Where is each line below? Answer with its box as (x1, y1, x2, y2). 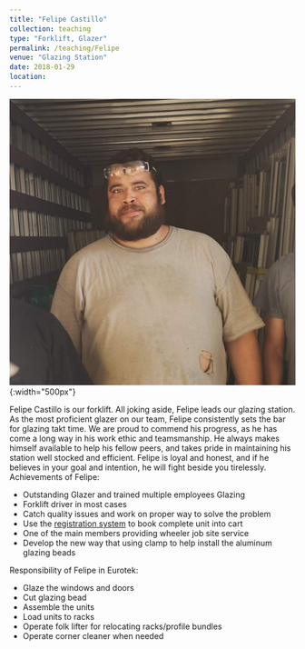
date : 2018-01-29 (9, 63, 75, 72)
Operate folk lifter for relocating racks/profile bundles (22, 621, 222, 632)
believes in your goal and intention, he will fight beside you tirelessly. (9, 462, 267, 473)
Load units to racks (22, 611, 95, 622)
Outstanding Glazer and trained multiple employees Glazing (22, 489, 246, 500)
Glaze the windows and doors (22, 582, 134, 593)
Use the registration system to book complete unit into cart (22, 518, 243, 529)
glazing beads (22, 546, 76, 558)
